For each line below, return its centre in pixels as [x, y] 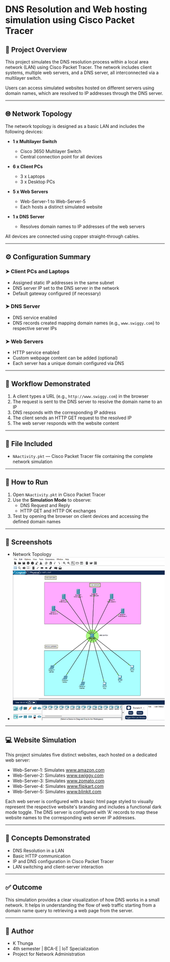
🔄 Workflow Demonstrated [48, 384]
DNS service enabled [35, 317]
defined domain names [36, 521]
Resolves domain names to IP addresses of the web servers [82, 226]
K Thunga [23, 943]
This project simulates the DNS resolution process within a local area [77, 62]
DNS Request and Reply [45, 505]
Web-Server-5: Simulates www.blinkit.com [57, 792]
